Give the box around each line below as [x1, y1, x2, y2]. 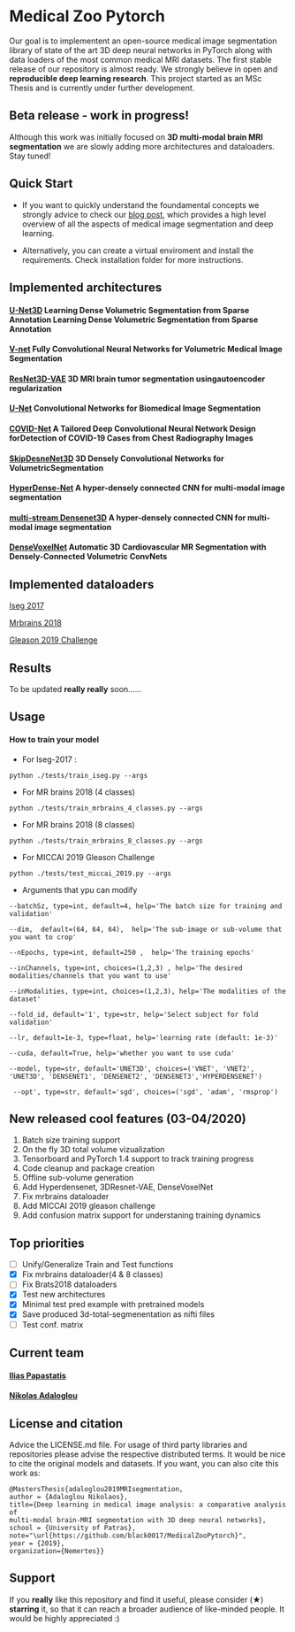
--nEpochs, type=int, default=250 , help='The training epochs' [9, 948, 254, 957]
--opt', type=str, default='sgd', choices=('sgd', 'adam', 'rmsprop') [12, 1087, 278, 1097]
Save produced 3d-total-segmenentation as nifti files [21, 1309, 215, 1320]
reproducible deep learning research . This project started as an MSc [9, 73, 262, 83]
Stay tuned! [9, 150, 51, 161]
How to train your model [9, 734, 100, 744]
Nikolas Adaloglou [9, 1390, 78, 1401]
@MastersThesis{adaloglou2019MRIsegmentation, [9, 1484, 184, 1493]
